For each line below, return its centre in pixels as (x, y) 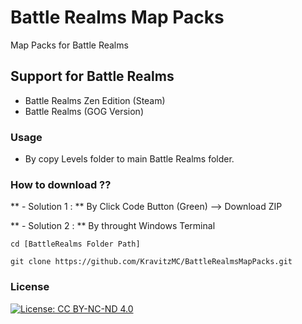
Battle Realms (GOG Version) (84, 111)
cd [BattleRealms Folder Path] (75, 244)
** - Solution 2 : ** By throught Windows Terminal (113, 226)
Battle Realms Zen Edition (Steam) (95, 100)
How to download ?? (61, 184)
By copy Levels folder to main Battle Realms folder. (129, 159)
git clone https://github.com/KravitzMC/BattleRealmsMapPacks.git (151, 262)
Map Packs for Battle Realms (69, 45)
